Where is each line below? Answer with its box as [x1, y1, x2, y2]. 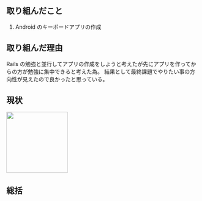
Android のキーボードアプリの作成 [15, 23, 102, 31]
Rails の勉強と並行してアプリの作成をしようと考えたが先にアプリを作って [6, 60, 191, 67]
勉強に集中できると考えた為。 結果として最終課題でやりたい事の [27, 68, 190, 75]
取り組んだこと [6, 5, 63, 16]
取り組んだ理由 [6, 43, 63, 53]
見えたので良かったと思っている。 [22, 75, 108, 82]
